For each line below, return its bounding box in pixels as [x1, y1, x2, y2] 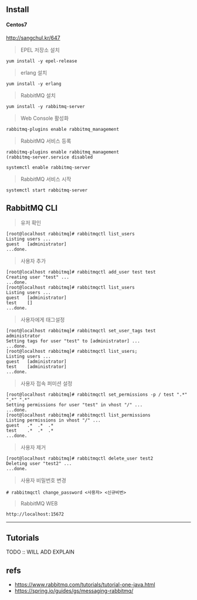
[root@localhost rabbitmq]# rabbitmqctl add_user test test [6, 269, 157, 275]
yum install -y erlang [6, 80, 62, 87]
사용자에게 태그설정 [20, 316, 65, 323]
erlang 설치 [20, 69, 47, 76]
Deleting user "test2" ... [6, 461, 72, 467]
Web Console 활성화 [20, 114, 69, 122]
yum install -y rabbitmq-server [6, 103, 85, 109]
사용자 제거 [20, 444, 46, 451]
